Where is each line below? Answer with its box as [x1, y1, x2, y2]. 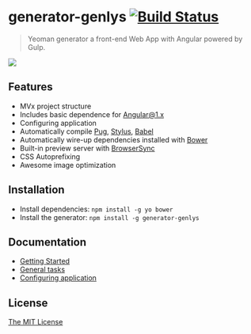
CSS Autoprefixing [19, 151, 81, 161]
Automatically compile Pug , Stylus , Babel [19, 127, 154, 136]
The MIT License [8, 317, 63, 327]
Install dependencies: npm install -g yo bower [19, 204, 173, 214]
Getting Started [19, 256, 70, 266]
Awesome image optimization [19, 160, 116, 169]
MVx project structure [19, 101, 92, 111]
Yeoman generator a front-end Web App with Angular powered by [27, 34, 243, 44]
